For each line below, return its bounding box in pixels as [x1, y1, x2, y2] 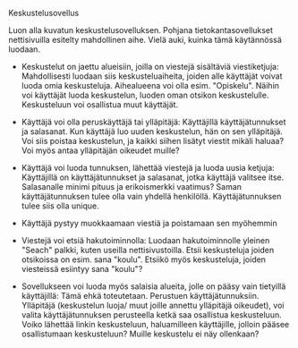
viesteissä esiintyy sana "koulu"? [21, 264, 143, 274]
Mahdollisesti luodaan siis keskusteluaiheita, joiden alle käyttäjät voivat [21, 71, 283, 81]
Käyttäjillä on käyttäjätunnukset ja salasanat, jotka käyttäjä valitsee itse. [21, 172, 285, 182]
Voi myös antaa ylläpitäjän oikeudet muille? [21, 145, 180, 156]
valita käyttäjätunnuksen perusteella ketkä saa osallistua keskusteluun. [21, 310, 283, 320]
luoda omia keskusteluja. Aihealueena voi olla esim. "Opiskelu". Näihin [21, 81, 279, 90]
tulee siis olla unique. [21, 200, 99, 211]
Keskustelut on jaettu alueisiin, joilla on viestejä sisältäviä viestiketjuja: [21, 62, 279, 72]
